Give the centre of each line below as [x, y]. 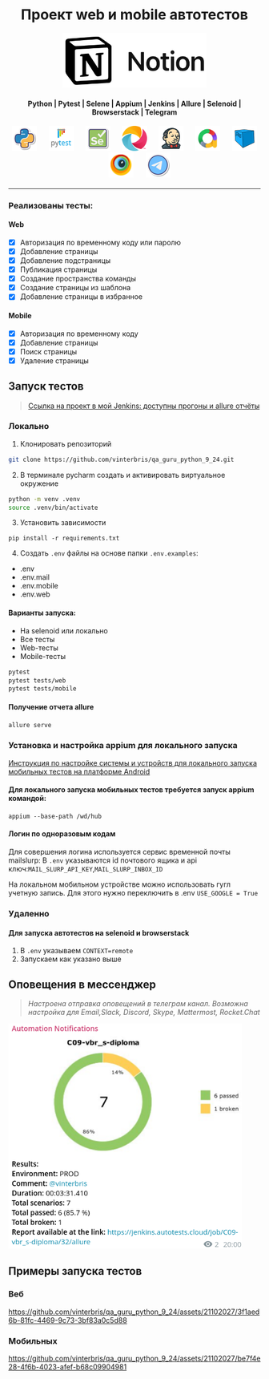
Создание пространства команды [78, 279]
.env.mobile [39, 586]
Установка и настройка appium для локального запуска [123, 746]
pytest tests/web [37, 680]
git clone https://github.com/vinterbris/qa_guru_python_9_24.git [121, 459]
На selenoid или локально [64, 630]
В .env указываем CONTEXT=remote [76, 951]
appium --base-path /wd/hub [55, 816]
